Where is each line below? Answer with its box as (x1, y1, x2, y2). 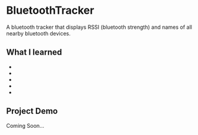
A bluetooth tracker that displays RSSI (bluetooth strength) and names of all (6, 23, 193, 31)
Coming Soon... (6, 122, 45, 129)
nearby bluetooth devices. (6, 29, 71, 37)
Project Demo (6, 106, 58, 116)
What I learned (6, 47, 62, 58)
